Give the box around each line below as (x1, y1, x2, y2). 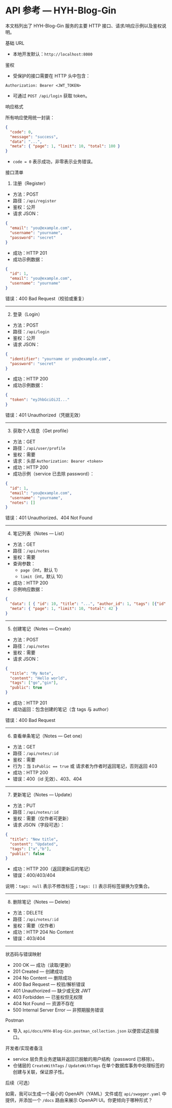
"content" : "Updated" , (10, 842, 58, 847)
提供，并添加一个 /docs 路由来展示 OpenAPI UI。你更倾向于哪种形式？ (5, 1097, 153, 1103)
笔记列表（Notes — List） (12, 530, 67, 537)
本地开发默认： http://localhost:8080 (12, 51, 93, 57)
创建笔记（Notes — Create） (12, 625, 74, 632)
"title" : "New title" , (10, 836, 58, 842)
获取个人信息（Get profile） (12, 428, 72, 434)
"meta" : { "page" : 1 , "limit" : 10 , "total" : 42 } (10, 606, 118, 612)
